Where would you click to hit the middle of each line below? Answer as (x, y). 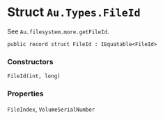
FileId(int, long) (34, 76)
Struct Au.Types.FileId (74, 12)
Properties (25, 93)
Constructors (30, 61)
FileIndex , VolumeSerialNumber (51, 109)
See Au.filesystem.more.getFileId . (58, 31)
